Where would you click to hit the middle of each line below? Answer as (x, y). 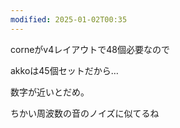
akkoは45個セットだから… (64, 70)
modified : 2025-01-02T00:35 (69, 19)
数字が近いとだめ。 (50, 92)
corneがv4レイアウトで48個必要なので (90, 49)
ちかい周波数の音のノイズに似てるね (85, 113)
